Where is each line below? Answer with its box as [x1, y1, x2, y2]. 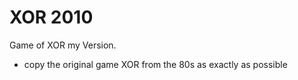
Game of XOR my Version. [9, 39, 117, 51]
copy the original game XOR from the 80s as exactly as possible [23, 58, 288, 70]
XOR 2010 [9, 6, 94, 29]
